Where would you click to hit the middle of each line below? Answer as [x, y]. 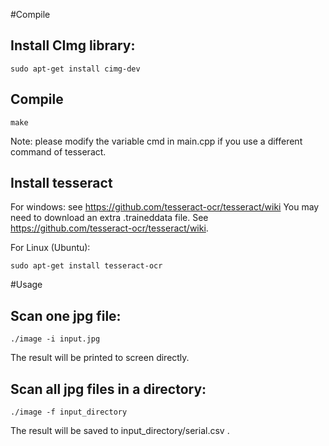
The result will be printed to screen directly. [100, 358]
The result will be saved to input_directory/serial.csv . [120, 431]
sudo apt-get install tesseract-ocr [86, 266]
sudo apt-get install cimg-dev [75, 69]
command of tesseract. [58, 151]
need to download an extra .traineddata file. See [109, 218]
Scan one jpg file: [66, 315]
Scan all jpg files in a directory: [108, 389]
